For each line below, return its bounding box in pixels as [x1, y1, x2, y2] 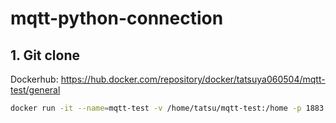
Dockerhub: [10, 73, 59, 85]
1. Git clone [10, 47, 81, 64]
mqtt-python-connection [10, 7, 224, 30]
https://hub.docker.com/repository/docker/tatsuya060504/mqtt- [60, 73, 326, 85]
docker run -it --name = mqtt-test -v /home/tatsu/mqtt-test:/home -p [10, 103, 302, 113]
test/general [10, 84, 61, 96]
